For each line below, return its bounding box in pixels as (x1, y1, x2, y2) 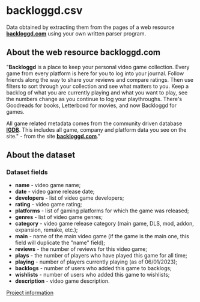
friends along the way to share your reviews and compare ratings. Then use (6, 76, 194, 83)
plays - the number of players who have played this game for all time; (14, 252, 187, 259)
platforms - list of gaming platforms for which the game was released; (14, 207, 189, 214)
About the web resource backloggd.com (6, 48, 161, 58)
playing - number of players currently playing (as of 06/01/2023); (14, 258, 178, 265)
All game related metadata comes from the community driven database (6, 120, 183, 127)
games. (6, 108, 25, 115)
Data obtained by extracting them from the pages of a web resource (6, 23, 175, 31)
